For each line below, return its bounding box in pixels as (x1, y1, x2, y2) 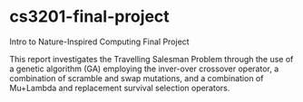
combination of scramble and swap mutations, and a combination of (9, 72, 264, 83)
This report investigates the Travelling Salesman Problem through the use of (9, 53, 294, 64)
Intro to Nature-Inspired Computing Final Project (9, 36, 190, 47)
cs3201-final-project (9, 6, 170, 27)
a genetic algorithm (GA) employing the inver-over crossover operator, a (9, 63, 279, 74)
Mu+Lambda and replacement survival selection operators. (9, 82, 230, 93)
